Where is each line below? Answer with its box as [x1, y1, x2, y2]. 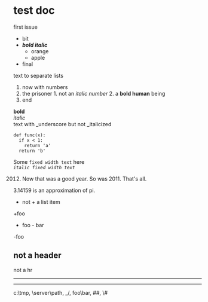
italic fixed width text [13, 164, 75, 170]
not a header [13, 251, 62, 261]
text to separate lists [13, 72, 64, 79]
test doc [13, 4, 55, 17]
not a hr [13, 266, 33, 273]
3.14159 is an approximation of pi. [13, 187, 96, 194]
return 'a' [24, 142, 51, 148]
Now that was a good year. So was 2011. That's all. [22, 175, 147, 182]
